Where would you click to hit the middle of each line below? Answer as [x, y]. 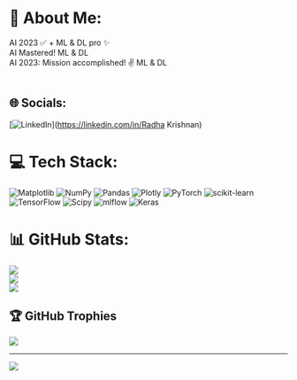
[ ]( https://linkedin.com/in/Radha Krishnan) [106, 124]
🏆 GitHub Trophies [63, 317]
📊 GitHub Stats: [69, 239]
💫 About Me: [56, 18]
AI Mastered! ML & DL [49, 52]
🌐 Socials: [38, 103]
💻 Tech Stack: [64, 162]
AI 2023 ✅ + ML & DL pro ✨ [60, 43]
